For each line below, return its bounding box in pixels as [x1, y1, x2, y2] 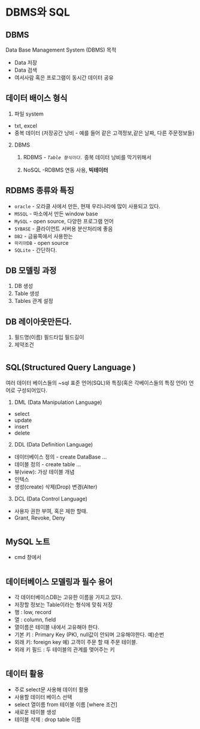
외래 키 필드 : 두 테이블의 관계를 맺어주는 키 [14, 646, 115, 653]
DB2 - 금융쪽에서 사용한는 [14, 232, 73, 239]
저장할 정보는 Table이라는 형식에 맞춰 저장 [14, 601, 113, 608]
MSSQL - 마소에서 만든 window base [14, 210, 98, 217]
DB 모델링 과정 [5, 266, 57, 276]
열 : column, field [14, 616, 56, 623]
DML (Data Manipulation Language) [14, 399, 102, 406]
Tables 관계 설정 [14, 297, 53, 305]
